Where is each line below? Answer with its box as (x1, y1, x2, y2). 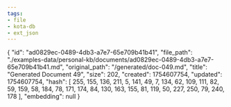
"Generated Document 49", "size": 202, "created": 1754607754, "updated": (7, 70, 223, 79)
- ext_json (7, 29, 39, 37)
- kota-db (7, 23, 36, 30)
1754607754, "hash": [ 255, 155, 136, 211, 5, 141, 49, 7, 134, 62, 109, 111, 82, (7, 77, 220, 86)
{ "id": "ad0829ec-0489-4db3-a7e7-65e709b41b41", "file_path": (7, 48, 193, 57)
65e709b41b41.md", (7, 63, 65, 71)
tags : (7, 10, 23, 17)
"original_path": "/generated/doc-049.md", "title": (65, 63, 208, 71)
